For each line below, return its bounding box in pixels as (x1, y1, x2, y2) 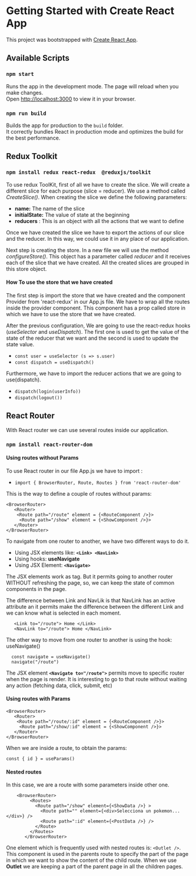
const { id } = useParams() (6, 755, 75, 762)
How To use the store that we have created (6, 278, 113, 286)
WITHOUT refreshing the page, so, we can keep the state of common (6, 579, 175, 586)
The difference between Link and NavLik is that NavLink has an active (6, 596, 175, 604)
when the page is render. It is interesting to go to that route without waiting (6, 675, 187, 682)
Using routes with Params (6, 695, 71, 702)
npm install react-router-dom (6, 441, 93, 448)
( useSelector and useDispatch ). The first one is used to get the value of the (6, 328, 189, 335)
